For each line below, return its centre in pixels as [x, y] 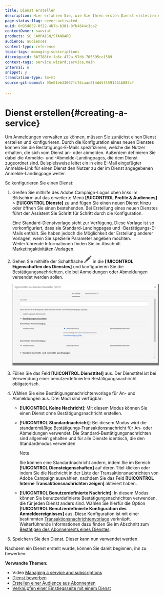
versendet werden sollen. [38, 277]
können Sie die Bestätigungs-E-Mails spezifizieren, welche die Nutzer [75, 147]
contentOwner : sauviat [28, 31]
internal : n [17, 67]
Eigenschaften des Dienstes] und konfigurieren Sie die [68, 266]
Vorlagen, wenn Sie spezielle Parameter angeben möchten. [72, 238]
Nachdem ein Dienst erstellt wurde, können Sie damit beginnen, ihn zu [76, 548]
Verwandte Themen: [26, 563]
